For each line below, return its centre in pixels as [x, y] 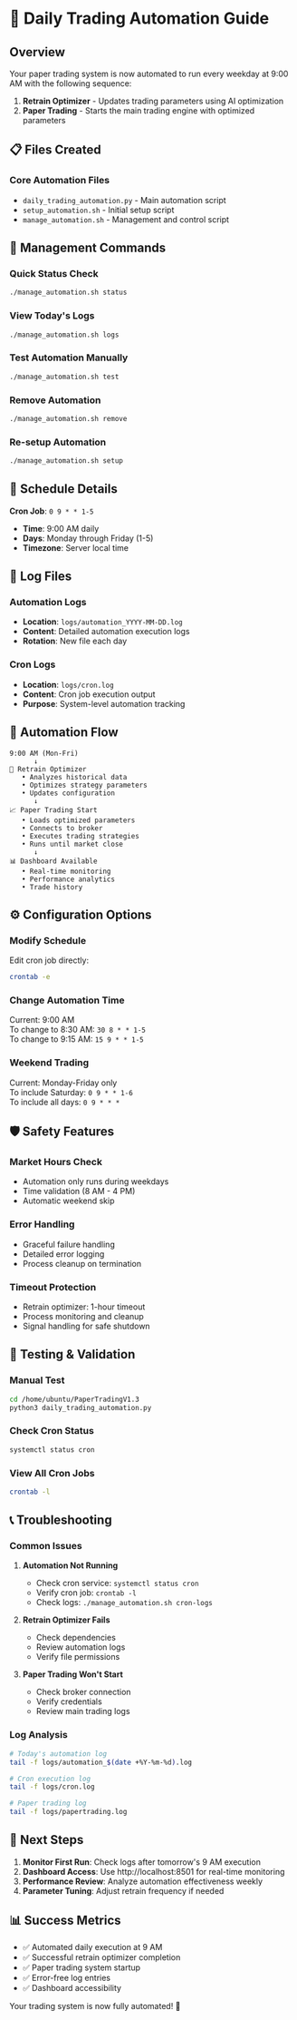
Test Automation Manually [69, 358]
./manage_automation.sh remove [68, 418]
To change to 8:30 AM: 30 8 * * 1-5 [78, 1030]
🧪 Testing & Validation [72, 1354]
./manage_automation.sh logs [64, 335]
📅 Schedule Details [63, 489]
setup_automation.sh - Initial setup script [98, 210]
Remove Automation [55, 400]
